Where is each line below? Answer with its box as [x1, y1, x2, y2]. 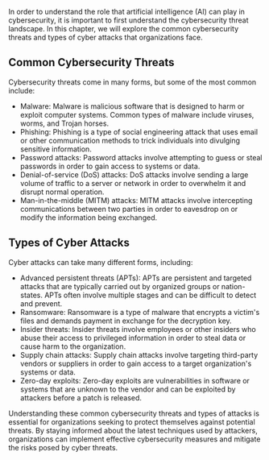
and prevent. [19, 298, 63, 309]
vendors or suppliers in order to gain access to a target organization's [19, 358, 252, 368]
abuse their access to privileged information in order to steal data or [19, 333, 246, 342]
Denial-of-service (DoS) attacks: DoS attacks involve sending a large [19, 169, 249, 180]
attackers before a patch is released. [19, 392, 143, 402]
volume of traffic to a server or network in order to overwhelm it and [19, 178, 246, 188]
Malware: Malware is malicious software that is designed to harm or [19, 101, 245, 111]
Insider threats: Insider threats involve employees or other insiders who [19, 324, 256, 334]
